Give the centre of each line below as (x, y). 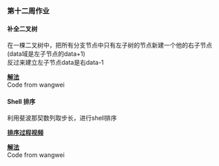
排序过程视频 (25, 133)
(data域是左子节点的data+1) (46, 54)
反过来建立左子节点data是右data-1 (56, 63)
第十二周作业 (29, 10)
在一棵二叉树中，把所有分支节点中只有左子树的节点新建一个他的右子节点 (109, 45)
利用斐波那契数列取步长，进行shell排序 (62, 118)
